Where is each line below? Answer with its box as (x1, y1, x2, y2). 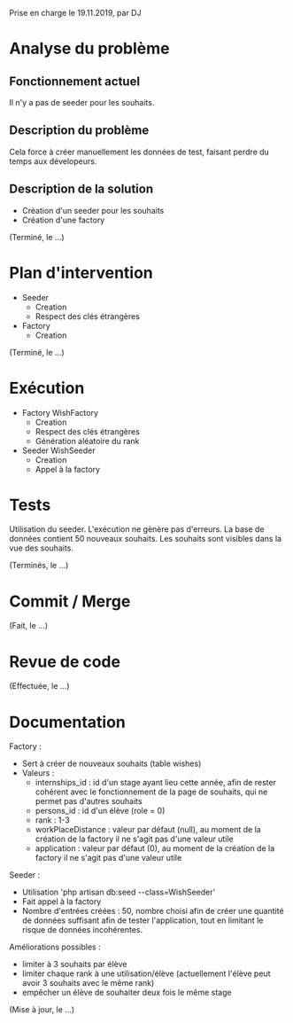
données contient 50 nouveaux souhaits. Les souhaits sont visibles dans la (9, 534, 281, 544)
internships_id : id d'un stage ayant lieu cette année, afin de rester (35, 777, 277, 788)
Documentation (9, 712, 127, 732)
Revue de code (9, 652, 121, 672)
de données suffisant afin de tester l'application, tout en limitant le (21, 915, 264, 925)
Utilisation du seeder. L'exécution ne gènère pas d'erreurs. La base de (9, 524, 265, 535)
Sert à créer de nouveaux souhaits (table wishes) (21, 758, 202, 769)
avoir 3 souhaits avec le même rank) (21, 978, 155, 988)
